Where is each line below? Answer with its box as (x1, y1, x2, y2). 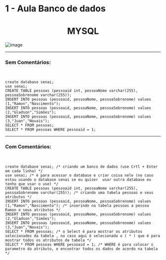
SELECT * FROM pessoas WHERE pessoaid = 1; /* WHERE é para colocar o (5, 242, 154, 247)
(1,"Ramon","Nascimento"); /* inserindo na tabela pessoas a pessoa (5, 203, 149, 208)
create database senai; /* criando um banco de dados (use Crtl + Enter (5, 164, 158, 169)
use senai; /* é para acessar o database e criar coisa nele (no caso (5, 173, 154, 178)
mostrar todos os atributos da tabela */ (5, 238, 92, 243)
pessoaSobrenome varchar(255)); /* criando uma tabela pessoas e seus (5, 190, 154, 195)
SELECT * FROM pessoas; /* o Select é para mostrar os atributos (5, 229, 142, 234)
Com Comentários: (5, 143, 52, 150)
